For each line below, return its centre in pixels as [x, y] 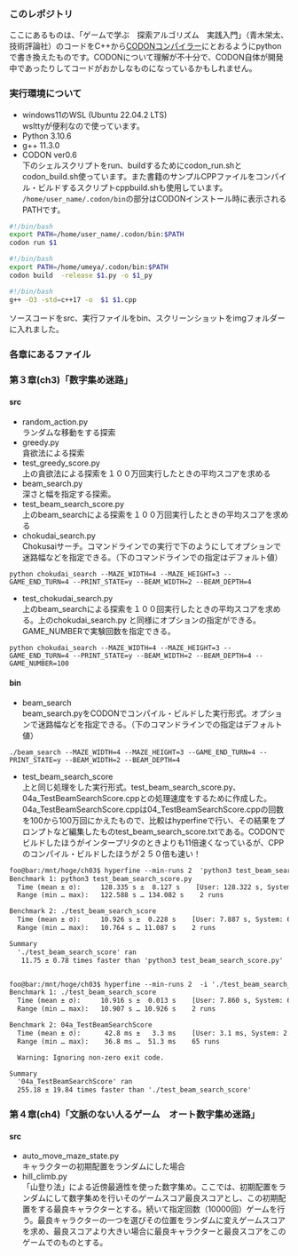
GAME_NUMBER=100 [39, 664]
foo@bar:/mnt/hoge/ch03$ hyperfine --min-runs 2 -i [109, 984]
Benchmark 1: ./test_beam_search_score [83, 992]
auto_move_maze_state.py [71, 1156]
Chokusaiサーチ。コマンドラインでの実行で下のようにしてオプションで [152, 546]
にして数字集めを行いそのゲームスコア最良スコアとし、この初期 [162, 1198]
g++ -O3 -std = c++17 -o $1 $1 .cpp [73, 299]
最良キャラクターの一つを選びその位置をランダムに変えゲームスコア [161, 1220]
